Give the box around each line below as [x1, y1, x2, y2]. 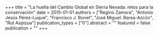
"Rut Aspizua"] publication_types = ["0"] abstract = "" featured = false [5, 20, 150, 26]
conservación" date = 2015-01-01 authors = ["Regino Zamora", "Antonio [5, 9, 153, 15]
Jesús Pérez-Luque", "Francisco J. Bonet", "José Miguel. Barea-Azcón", [5, 15, 153, 20]
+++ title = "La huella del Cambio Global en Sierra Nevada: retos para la [5, 4, 153, 10]
